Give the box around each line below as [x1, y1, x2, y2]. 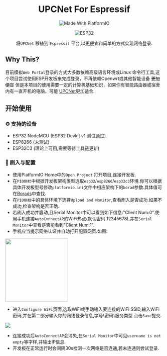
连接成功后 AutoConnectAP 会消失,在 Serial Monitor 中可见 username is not [12, 332, 161, 338]
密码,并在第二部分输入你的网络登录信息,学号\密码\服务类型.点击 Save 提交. [12, 312, 162, 318]
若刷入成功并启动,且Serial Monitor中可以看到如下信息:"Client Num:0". [12, 209, 155, 215]
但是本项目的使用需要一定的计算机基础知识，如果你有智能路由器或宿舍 [15, 81, 160, 87]
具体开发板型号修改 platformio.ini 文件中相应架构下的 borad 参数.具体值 [12, 184, 158, 190]
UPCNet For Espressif [38, 4, 130, 15]
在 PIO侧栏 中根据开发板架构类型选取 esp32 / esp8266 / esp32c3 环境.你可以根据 [12, 177, 162, 184]
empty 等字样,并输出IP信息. [12, 338, 66, 345]
